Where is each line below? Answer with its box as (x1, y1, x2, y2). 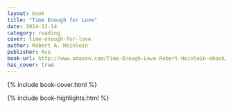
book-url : (7, 55, 36, 62)
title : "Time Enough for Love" (7, 17, 98, 23)
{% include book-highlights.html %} (7, 94, 110, 102)
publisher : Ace (7, 49, 51, 56)
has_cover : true (7, 61, 54, 68)
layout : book (7, 10, 45, 17)
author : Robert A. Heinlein (7, 42, 89, 49)
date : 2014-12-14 (7, 23, 58, 30)
